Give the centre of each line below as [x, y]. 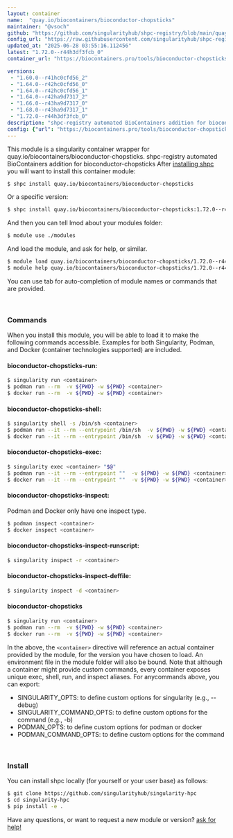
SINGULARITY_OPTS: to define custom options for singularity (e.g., [113, 697]
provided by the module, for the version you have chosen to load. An [105, 654]
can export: [24, 684]
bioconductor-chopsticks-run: [52, 365]
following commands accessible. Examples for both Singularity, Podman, [111, 342]
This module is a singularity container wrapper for [78, 149]
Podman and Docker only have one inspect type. [77, 511]
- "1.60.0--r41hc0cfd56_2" [49, 78]
